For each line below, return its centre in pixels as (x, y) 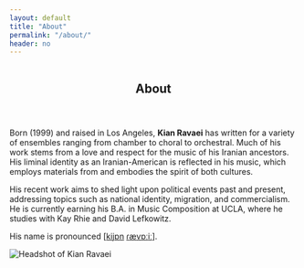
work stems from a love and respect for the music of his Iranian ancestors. (149, 152)
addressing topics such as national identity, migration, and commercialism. (150, 198)
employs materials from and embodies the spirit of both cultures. (131, 171)
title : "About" (38, 27)
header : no (30, 43)
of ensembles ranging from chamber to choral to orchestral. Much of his (145, 142)
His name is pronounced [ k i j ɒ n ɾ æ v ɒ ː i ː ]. (84, 236)
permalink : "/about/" (51, 35)
